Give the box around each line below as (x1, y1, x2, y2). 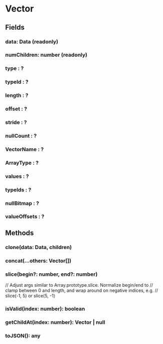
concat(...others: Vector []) (5, 257, 72, 264)
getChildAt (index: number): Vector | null (5, 318, 105, 325)
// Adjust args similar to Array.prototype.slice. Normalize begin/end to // (5, 282, 153, 288)
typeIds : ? (5, 186, 32, 193)
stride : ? (5, 119, 27, 126)
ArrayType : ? (5, 159, 39, 166)
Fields (5, 23, 25, 32)
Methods (5, 228, 34, 237)
